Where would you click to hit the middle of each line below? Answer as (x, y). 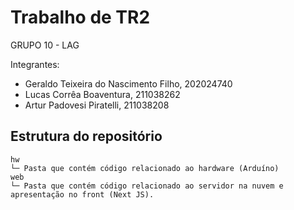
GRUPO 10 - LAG (45, 45)
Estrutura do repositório (86, 136)
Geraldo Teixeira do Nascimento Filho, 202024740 (128, 83)
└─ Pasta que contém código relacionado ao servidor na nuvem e (147, 186)
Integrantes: (35, 64)
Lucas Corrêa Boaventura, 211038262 (102, 94)
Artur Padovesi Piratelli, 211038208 (97, 105)
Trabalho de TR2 (80, 17)
